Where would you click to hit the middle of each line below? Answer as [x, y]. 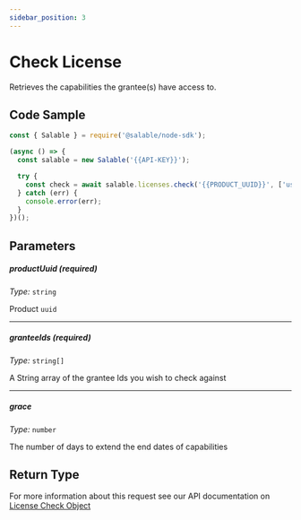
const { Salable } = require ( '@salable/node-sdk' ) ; [107, 135]
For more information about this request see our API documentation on [140, 496]
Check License [66, 61]
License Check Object [50, 506]
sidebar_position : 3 [48, 17]
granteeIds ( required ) [50, 338]
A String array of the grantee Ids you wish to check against [118, 377]
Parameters [43, 246]
